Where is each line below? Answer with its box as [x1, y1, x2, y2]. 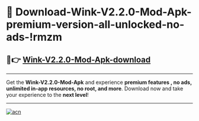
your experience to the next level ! [6, 91, 89, 98]
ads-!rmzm [6, 31, 62, 44]
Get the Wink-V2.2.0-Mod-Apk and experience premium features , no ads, [6, 79, 192, 86]
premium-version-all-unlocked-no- [6, 18, 185, 31]
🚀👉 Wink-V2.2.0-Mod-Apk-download [6, 54, 151, 64]
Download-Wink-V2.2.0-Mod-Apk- [15, 5, 192, 19]
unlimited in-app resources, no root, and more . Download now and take [6, 85, 184, 92]
